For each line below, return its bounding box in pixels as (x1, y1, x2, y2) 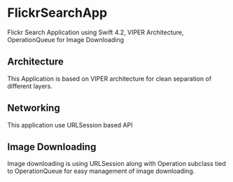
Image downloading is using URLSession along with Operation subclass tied (7, 160, 226, 168)
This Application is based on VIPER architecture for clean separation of (7, 74, 212, 83)
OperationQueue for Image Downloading (7, 35, 125, 43)
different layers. (7, 82, 53, 90)
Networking (7, 102, 61, 114)
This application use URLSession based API (7, 120, 133, 129)
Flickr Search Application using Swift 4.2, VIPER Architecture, (7, 28, 184, 36)
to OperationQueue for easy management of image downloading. (7, 167, 195, 176)
